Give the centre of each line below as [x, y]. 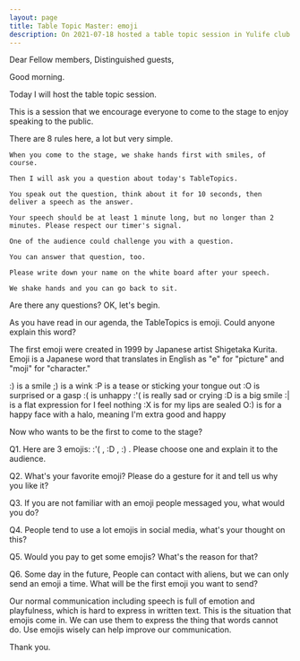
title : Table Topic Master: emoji [74, 26]
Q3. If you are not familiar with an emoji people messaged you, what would [147, 503]
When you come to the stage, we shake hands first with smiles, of [138, 155]
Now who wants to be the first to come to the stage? [106, 432]
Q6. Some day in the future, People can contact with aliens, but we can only [149, 574]
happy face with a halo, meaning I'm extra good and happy [118, 414]
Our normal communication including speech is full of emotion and [132, 601]
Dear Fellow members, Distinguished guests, [92, 60]
